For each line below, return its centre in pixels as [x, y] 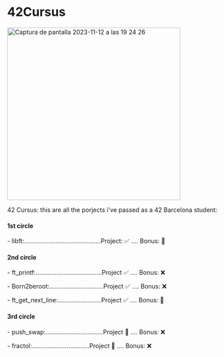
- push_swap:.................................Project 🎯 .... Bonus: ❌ [86, 331]
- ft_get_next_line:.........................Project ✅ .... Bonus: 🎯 [86, 300]
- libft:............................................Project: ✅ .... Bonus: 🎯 [86, 241]
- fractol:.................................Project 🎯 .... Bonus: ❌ [80, 345]
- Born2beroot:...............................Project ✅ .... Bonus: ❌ [87, 287]
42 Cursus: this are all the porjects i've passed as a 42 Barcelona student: [112, 210]
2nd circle [22, 257]
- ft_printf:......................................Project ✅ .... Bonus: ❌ [86, 273]
